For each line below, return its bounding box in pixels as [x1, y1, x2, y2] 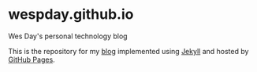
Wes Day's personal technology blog [8, 31, 128, 41]
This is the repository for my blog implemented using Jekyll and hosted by [8, 46, 249, 56]
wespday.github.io [8, 5, 134, 23]
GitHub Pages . [8, 55, 55, 64]
